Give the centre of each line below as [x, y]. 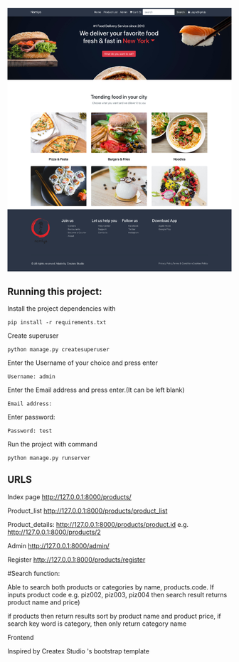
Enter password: [31, 417]
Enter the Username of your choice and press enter [83, 363]
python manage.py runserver [49, 458]
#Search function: [34, 573]
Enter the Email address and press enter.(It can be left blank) [96, 390]
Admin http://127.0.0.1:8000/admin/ [59, 545]
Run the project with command [52, 444]
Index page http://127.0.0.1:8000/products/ [69, 497]
